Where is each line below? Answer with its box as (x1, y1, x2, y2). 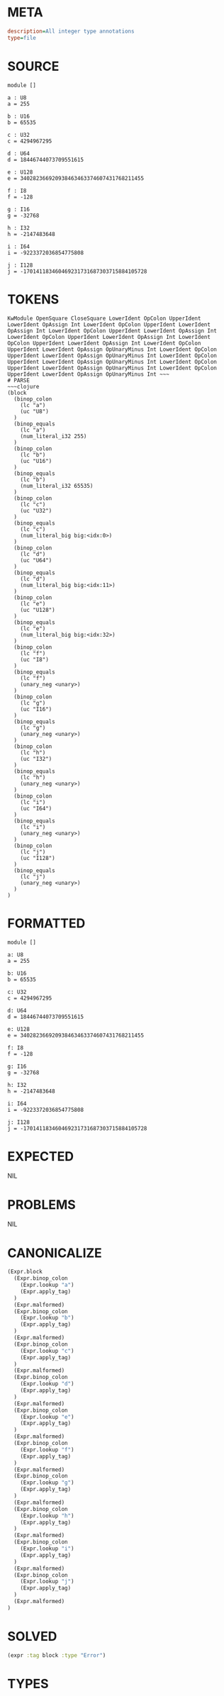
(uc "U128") (20, 606, 55, 613)
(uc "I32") (20, 755, 52, 762)
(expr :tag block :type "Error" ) (7, 1651, 106, 1659)
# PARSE (7, 376, 30, 384)
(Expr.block (7, 1268, 43, 1276)
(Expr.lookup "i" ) (20, 1545, 74, 1553)
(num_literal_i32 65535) (20, 482, 94, 489)
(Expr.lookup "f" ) (20, 1446, 74, 1454)
